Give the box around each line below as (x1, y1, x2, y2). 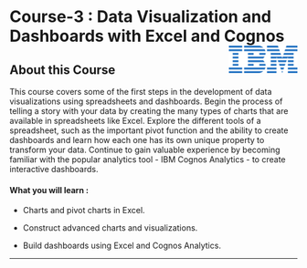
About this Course (9, 62, 116, 77)
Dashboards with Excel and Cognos (9, 26, 285, 46)
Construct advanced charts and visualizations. (22, 222, 198, 233)
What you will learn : (9, 184, 90, 195)
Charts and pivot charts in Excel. (22, 205, 145, 216)
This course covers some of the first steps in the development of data (9, 87, 272, 97)
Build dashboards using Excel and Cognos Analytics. (22, 240, 222, 252)
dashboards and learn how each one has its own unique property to (9, 135, 265, 145)
